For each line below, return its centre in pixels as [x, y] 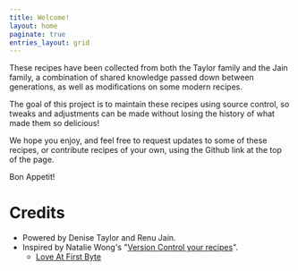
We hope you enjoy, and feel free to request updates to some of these [138, 140]
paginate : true [38, 34]
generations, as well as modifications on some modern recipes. [126, 87]
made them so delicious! [55, 123]
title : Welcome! [39, 17]
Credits [37, 213]
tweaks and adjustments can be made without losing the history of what [142, 114]
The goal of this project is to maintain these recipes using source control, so [149, 105]
